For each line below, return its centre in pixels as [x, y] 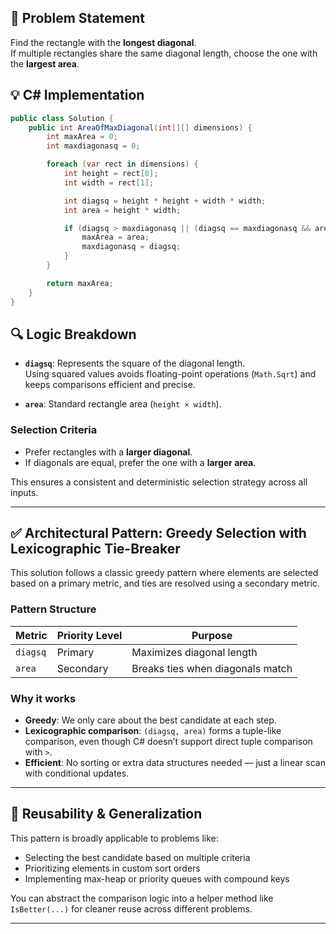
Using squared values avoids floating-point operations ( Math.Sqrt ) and [170, 374]
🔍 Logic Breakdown [73, 334]
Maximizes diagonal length [194, 652]
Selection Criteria [54, 430]
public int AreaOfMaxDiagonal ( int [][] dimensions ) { [140, 127]
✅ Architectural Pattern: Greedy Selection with [158, 533]
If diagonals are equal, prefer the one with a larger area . [140, 462]
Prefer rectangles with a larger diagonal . [108, 452]
